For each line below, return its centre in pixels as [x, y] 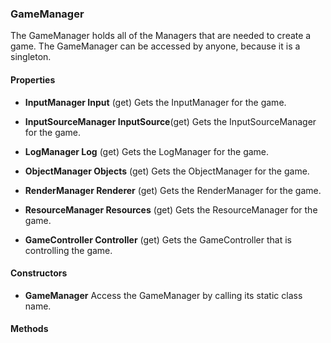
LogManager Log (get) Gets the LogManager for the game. [147, 151]
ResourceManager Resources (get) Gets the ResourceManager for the [171, 209]
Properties [33, 79]
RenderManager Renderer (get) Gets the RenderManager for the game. [173, 190]
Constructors [39, 273]
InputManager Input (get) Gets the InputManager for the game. [155, 102]
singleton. [31, 57]
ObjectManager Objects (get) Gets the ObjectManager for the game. [167, 171]
